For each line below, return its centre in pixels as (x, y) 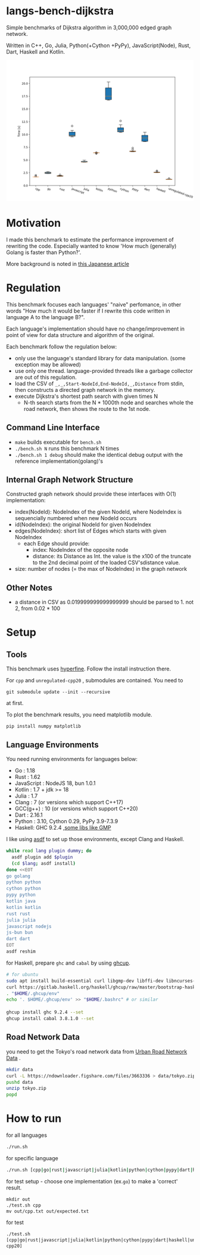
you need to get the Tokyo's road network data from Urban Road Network (97, 1052)
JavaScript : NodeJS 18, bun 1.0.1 (55, 783)
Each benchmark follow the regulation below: (62, 347)
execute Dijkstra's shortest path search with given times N (86, 396)
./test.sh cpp (24, 1205)
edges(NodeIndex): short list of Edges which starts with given (90, 531)
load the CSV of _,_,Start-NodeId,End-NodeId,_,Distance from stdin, (99, 384)
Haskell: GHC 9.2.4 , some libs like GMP (63, 828)
